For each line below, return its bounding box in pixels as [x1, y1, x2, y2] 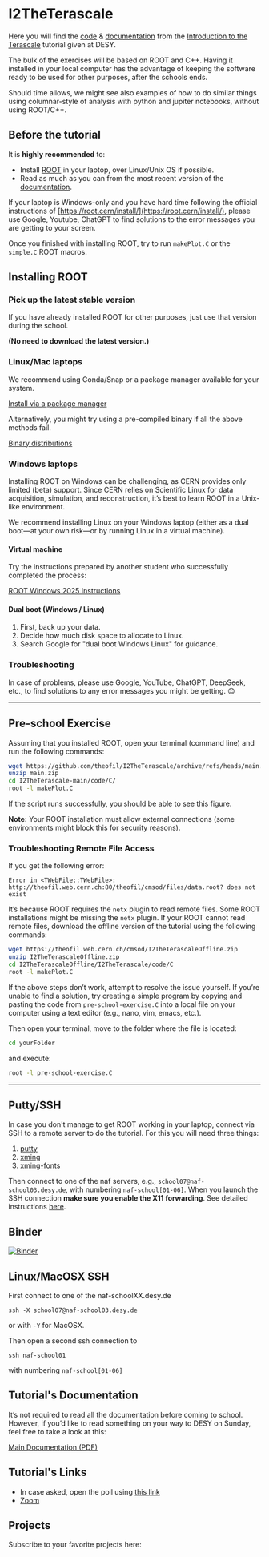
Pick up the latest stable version [8, 294, 136, 305]
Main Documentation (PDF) [8, 1442, 98, 1452]
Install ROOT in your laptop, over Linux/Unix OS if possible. [19, 165, 215, 175]
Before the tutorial [8, 128, 102, 142]
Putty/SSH [8, 1098, 62, 1112]
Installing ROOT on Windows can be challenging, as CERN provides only [8, 477, 247, 486]
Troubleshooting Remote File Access [8, 843, 155, 854]
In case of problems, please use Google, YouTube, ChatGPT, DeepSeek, [8, 678, 246, 687]
